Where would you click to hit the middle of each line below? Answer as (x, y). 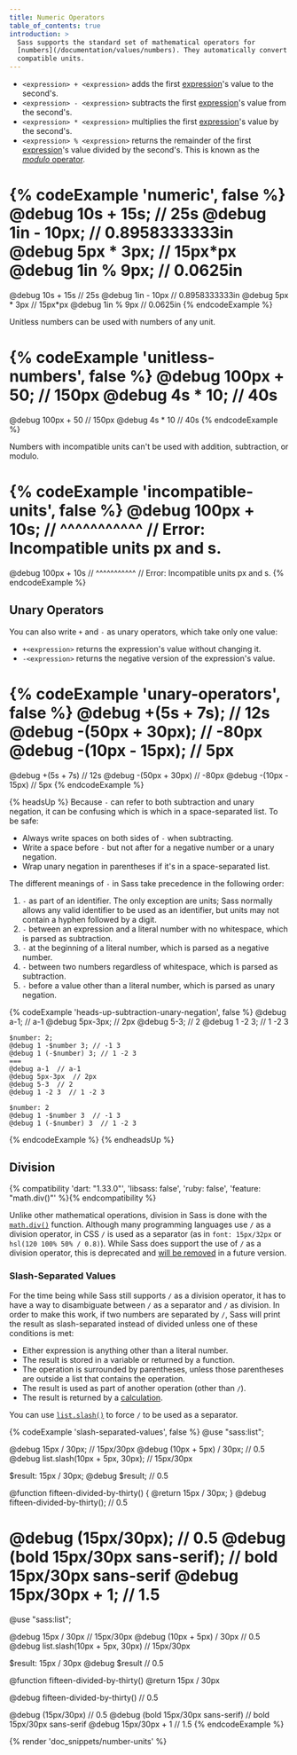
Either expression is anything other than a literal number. (125, 1350)
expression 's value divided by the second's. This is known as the (141, 150)
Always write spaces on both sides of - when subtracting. (128, 838)
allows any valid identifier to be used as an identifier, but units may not (150, 909)
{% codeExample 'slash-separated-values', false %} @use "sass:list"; (137, 1432)
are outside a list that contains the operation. (104, 1378)
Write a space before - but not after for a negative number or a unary (148, 847)
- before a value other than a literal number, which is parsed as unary (148, 985)
